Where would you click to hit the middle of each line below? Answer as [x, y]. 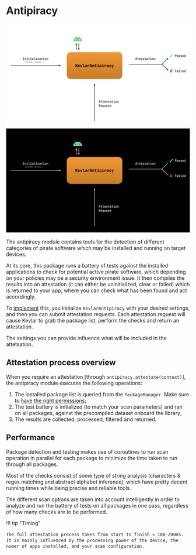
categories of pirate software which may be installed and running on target [96, 248]
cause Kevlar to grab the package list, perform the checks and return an [93, 320]
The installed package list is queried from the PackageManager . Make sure [102, 394]
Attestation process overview [61, 363]
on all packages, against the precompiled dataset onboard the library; [98, 413]
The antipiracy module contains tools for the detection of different [85, 242]
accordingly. [21, 296]
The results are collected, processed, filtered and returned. [85, 419]
